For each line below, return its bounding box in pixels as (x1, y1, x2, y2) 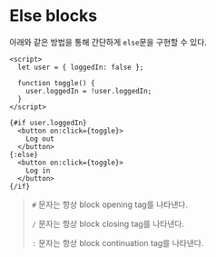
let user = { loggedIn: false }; (17, 63, 144, 72)
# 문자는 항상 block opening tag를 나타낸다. (31, 199, 189, 210)
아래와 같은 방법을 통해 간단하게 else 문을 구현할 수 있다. (9, 36, 207, 47)
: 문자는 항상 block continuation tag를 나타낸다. (31, 237, 204, 248)
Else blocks (9, 5, 98, 26)
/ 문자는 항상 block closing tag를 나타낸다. (31, 218, 184, 229)
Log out (25, 133, 54, 143)
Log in (25, 165, 51, 175)
